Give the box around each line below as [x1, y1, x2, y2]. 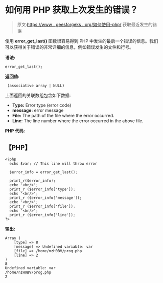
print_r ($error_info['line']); [9, 212, 76, 218]
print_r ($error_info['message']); [9, 195, 82, 200]
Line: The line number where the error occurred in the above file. [12, 118, 143, 124]
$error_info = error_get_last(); [9, 170, 78, 174]
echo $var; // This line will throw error [9, 161, 97, 166]
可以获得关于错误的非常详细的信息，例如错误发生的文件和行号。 [5, 44, 134, 50]
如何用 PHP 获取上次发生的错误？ [5, 4, 139, 16]
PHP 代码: [5, 128, 25, 133]
